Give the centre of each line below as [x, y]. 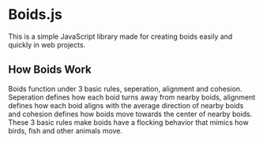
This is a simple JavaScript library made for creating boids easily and [120, 36]
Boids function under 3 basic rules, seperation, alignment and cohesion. [125, 88]
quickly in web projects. [47, 44]
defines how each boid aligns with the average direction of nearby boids [126, 105]
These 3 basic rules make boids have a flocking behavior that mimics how [128, 122]
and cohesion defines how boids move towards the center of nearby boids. [130, 114]
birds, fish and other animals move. [65, 130]
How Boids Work [50, 70]
